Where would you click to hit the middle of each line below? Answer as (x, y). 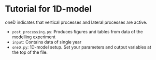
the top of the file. (30, 52)
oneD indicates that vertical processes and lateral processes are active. (76, 22)
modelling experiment (34, 37)
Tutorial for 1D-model (48, 9)
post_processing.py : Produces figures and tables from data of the (78, 31)
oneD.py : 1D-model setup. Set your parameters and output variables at (81, 47)
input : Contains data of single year (47, 42)
